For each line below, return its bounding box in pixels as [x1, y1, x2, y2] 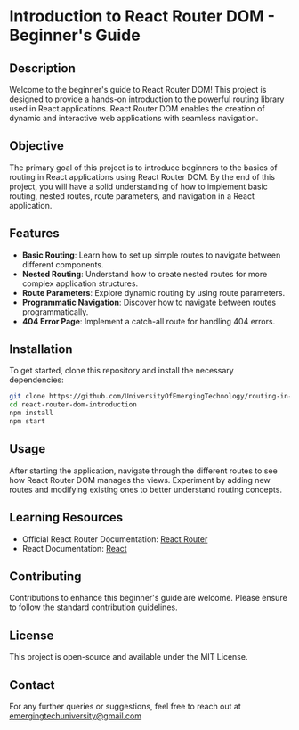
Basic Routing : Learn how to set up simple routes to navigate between [21, 250, 281, 260]
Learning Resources [9, 510, 123, 525]
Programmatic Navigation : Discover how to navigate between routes [21, 297, 277, 308]
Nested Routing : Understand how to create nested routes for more [21, 268, 268, 279]
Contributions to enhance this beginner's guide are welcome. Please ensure [9, 593, 287, 603]
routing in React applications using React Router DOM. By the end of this [9, 171, 276, 182]
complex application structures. [21, 278, 139, 289]
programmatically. [21, 306, 89, 317]
